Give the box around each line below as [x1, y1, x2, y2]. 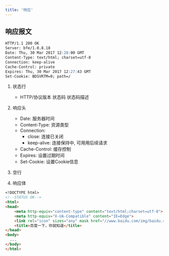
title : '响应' [5, 7, 34, 13]
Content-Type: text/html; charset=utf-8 [5, 55, 92, 60]
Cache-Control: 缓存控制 [20, 146, 71, 152]
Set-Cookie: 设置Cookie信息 [20, 159, 78, 165]
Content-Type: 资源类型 [20, 122, 69, 128]
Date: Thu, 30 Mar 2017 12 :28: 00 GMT [5, 50, 84, 55]
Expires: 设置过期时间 [20, 152, 65, 159]
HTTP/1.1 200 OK [5, 41, 39, 46]
